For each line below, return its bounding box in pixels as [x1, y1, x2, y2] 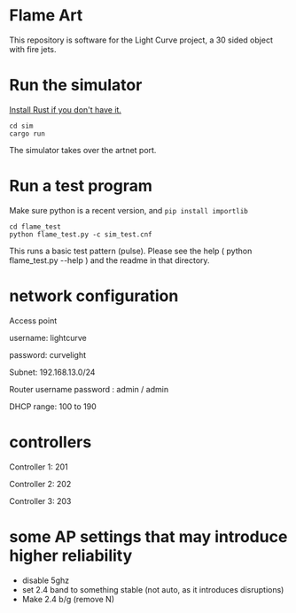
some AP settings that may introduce [9, 526, 288, 547]
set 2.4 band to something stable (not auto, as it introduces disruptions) [21, 584, 284, 594]
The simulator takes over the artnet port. [9, 144, 157, 155]
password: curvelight [9, 349, 87, 360]
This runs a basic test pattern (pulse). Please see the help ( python [9, 245, 253, 256]
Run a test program [9, 176, 153, 196]
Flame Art [9, 5, 83, 26]
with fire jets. [9, 43, 57, 54]
